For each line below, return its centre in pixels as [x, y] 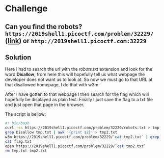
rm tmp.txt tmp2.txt [26, 151]
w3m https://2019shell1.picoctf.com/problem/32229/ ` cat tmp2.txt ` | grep [82, 137]
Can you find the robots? [44, 27]
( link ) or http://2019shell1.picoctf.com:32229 [76, 40]
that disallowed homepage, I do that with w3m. [52, 85]
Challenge [27, 9]
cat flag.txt [18, 141]
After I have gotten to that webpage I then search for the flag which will [77, 94]
